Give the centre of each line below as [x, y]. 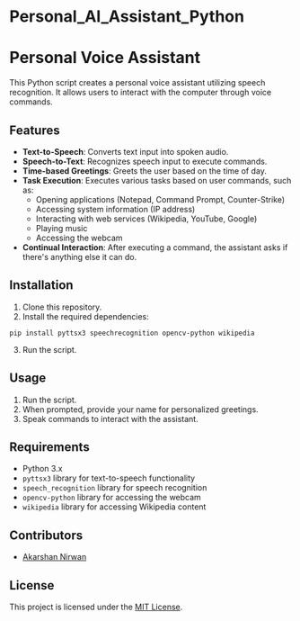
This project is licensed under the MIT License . [96, 607]
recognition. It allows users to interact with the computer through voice [141, 93]
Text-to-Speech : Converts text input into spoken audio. [125, 151]
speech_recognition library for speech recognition [115, 488]
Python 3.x [42, 469]
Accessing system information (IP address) [115, 209]
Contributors [46, 535]
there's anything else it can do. [79, 256]
